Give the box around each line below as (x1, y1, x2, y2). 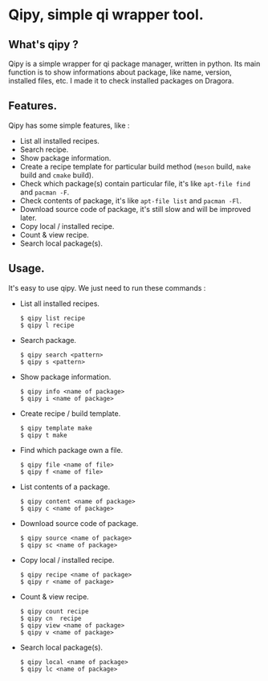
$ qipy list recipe (19, 314, 86, 322)
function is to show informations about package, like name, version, (8, 67, 233, 77)
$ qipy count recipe (19, 607, 89, 615)
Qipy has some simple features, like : (8, 120, 130, 130)
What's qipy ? (8, 38, 79, 51)
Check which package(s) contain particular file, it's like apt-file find (19, 178, 251, 188)
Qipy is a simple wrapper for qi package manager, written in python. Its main (8, 59, 261, 68)
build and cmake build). (19, 170, 94, 180)
